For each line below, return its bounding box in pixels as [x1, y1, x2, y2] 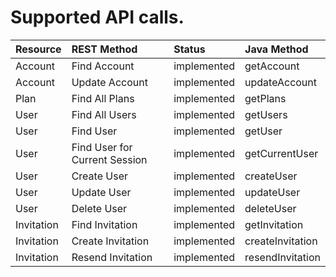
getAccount [244, 59, 300, 73]
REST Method [71, 42, 138, 56]
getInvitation [244, 217, 304, 231]
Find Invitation [71, 217, 138, 231]
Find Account [71, 59, 135, 73]
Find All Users [71, 107, 137, 121]
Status [173, 42, 206, 56]
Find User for [71, 140, 133, 154]
